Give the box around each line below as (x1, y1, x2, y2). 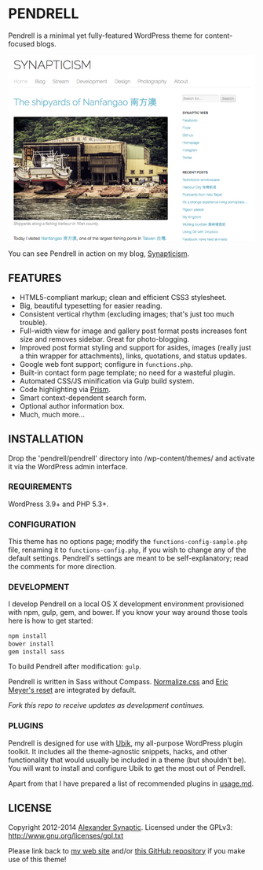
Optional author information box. (19, 401, 125, 410)
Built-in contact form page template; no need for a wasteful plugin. (19, 368, 236, 377)
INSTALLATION (8, 432, 84, 446)
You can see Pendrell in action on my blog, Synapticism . (8, 249, 190, 258)
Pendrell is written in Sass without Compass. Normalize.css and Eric (8, 677, 229, 687)
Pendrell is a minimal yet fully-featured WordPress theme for (8, 31, 203, 40)
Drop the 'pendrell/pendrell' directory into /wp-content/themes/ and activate (8, 454, 255, 463)
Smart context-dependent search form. (19, 393, 147, 402)
